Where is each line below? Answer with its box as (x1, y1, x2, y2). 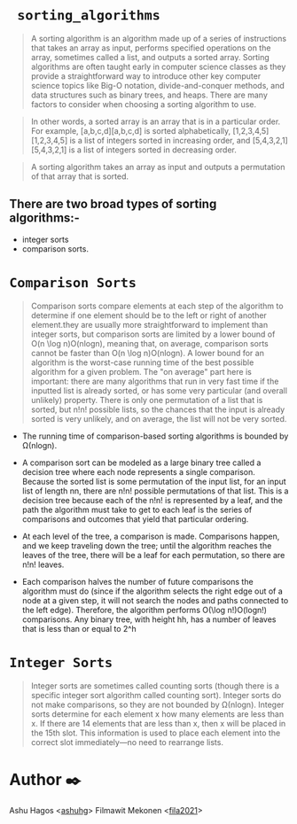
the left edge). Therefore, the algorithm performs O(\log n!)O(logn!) (21, 604, 268, 615)
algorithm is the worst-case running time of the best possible (30, 357, 254, 368)
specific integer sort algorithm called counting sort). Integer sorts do (30, 689, 282, 700)
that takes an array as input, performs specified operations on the (30, 43, 271, 53)
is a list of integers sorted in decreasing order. (68, 144, 237, 155)
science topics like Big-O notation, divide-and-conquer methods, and (30, 80, 285, 90)
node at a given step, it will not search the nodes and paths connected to (21, 595, 289, 605)
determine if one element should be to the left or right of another (30, 309, 268, 321)
